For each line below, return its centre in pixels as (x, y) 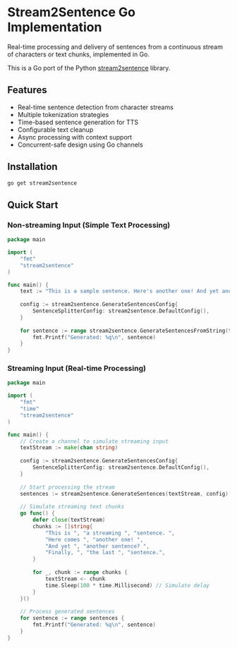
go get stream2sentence (42, 183)
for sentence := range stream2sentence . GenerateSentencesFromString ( (124, 331)
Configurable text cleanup (55, 129)
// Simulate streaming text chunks (72, 507)
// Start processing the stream (67, 487)
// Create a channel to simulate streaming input (95, 441)
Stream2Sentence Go (72, 12)
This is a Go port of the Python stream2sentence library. (89, 68)
